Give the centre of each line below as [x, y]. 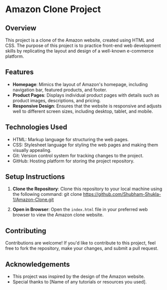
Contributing [26, 231]
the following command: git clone [47, 194]
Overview [21, 28]
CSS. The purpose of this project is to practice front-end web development [83, 46]
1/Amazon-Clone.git [33, 200]
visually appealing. [32, 150]
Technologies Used [36, 127]
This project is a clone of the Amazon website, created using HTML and [80, 40]
